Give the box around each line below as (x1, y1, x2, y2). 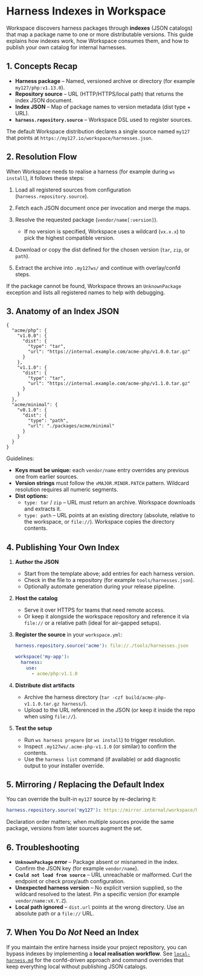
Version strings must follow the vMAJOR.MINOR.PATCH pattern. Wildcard (14, 480, 189, 487)
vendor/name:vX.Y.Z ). (14, 897, 68, 904)
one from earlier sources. (14, 473, 79, 480)
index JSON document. (14, 96, 74, 104)
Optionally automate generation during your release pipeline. (24, 583, 175, 590)
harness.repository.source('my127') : (6, 807, 101, 814)
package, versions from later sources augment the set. (6, 824, 143, 832)
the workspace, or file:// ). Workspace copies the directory (24, 518, 175, 526)
